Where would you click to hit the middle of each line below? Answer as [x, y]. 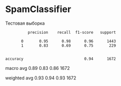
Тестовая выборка [25, 23]
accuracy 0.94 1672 [60, 59]
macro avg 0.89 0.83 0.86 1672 [38, 68]
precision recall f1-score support [72, 32]
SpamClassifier [38, 9]
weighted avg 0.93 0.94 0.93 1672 [41, 78]
